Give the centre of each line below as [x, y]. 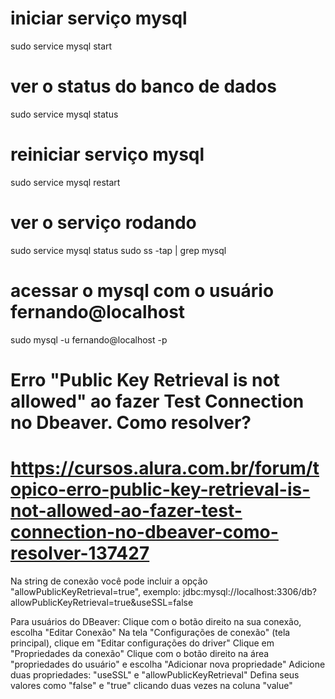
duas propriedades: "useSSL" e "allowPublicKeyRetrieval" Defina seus [155, 674]
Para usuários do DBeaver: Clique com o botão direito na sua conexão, [156, 621]
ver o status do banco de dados [143, 86]
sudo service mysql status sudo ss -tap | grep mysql [118, 250]
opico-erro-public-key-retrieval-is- [160, 489]
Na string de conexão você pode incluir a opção [109, 581]
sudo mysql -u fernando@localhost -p [89, 339]
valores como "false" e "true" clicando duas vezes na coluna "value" [151, 685]
